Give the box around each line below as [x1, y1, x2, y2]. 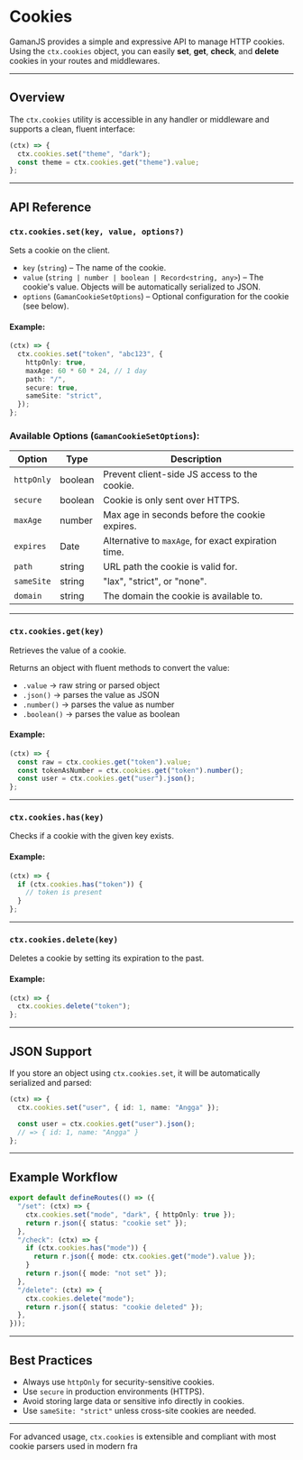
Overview [9, 90, 66, 106]
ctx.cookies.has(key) [9, 813, 105, 822]
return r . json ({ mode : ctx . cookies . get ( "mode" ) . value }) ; [32, 1252, 256, 1262]
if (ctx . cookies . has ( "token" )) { [17, 879, 143, 889]
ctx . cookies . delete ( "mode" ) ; [25, 1294, 135, 1303]
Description [170, 453, 223, 465]
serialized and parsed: [9, 1078, 92, 1088]
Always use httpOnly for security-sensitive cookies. [22, 1377, 215, 1387]
